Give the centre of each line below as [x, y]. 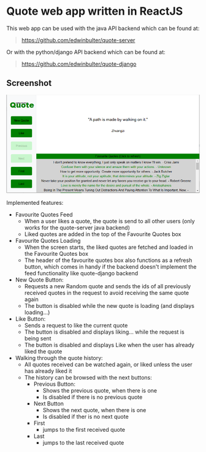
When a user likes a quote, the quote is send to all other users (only [109, 221]
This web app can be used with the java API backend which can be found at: [103, 28]
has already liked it [48, 371]
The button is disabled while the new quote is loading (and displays [109, 305]
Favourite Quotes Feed [44, 214]
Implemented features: [35, 202]
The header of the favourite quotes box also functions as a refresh [108, 260]
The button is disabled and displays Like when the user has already [109, 345]
